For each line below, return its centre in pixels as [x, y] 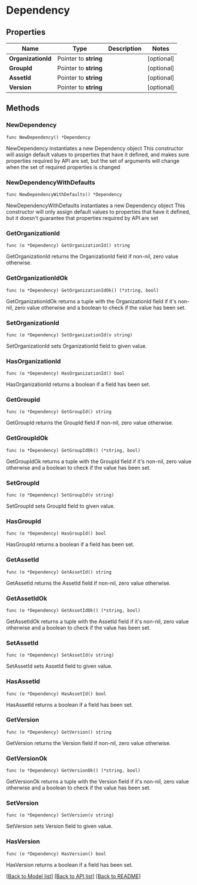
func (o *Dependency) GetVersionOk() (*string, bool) [74, 771]
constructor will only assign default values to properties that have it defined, [98, 212]
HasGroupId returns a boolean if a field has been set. [70, 545]
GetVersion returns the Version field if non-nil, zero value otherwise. [89, 743]
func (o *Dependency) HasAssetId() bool [56, 694]
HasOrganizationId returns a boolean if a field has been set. [78, 385]
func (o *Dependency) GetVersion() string [59, 732]
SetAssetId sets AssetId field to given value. [59, 666]
